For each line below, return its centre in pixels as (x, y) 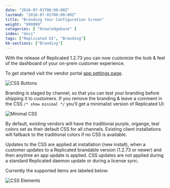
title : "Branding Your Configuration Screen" (55, 19)
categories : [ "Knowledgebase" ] (41, 29)
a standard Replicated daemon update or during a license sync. (72, 160)
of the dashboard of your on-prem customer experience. (65, 63)
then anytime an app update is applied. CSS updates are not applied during (84, 155)
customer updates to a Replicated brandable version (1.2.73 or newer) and (83, 150)
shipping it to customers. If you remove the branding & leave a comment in (84, 98)
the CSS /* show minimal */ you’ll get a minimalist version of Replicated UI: (85, 104)
